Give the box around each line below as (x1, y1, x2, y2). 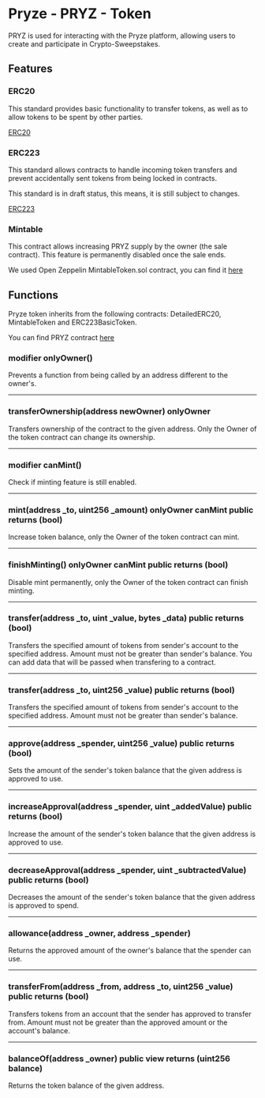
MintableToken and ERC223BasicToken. (8, 317, 137, 328)
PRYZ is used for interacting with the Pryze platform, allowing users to (8, 31, 236, 40)
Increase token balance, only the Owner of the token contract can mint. (8, 532, 240, 542)
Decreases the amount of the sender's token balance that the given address (8, 893, 256, 901)
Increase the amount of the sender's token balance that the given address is (8, 829, 256, 838)
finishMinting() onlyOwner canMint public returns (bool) (8, 560, 229, 571)
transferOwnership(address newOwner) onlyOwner (8, 406, 211, 417)
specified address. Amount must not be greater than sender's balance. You (8, 649, 252, 658)
